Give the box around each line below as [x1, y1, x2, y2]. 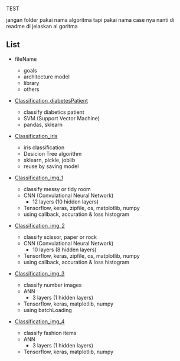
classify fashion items [23, 329, 77, 336]
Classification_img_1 [14, 174, 64, 181]
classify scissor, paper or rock [23, 233, 97, 241]
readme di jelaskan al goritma [6, 23, 78, 29]
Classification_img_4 [14, 318, 65, 325]
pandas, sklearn [23, 121, 63, 128]
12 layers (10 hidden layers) [32, 198, 99, 205]
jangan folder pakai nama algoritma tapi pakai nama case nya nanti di [6, 17, 175, 23]
